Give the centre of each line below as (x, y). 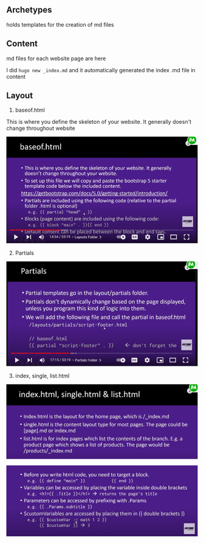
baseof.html (30, 110)
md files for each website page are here (56, 58)
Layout (20, 96)
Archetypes (29, 10)
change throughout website (41, 128)
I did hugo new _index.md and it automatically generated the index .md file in (101, 70)
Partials (25, 253)
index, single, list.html (42, 376)
